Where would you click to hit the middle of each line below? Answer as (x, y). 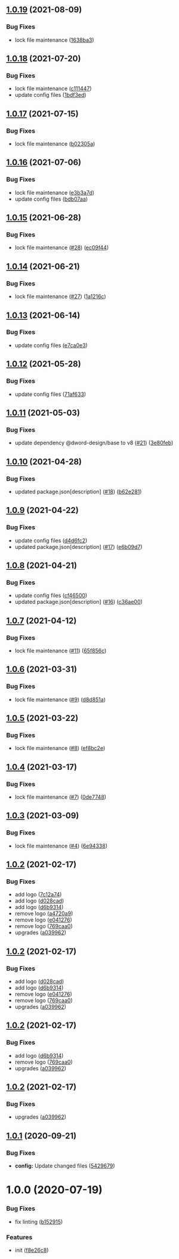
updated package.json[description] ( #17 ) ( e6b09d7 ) (78, 546)
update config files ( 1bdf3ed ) (50, 95)
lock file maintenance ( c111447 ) (53, 88)
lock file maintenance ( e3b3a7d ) (54, 192)
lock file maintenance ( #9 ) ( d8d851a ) (60, 699)
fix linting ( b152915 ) (39, 1221)
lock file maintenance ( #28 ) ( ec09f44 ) (62, 248)
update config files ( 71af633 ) (50, 394)
